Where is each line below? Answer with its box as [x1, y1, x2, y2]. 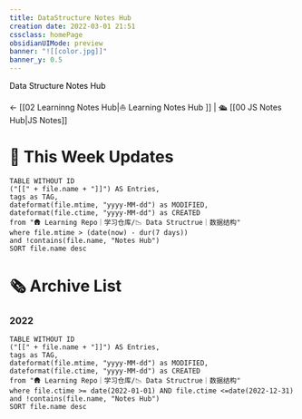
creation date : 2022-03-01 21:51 [9, 22, 136, 31]
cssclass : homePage [9, 30, 83, 39]
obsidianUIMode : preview [9, 38, 103, 48]
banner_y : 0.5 [9, 55, 63, 64]
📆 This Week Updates [9, 147, 174, 168]
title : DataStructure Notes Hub [9, 13, 132, 23]
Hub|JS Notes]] [9, 115, 68, 125]
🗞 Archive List [9, 276, 122, 297]
